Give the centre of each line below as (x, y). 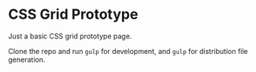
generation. (27, 59)
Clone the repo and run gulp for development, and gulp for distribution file (128, 51)
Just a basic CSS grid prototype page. (70, 36)
